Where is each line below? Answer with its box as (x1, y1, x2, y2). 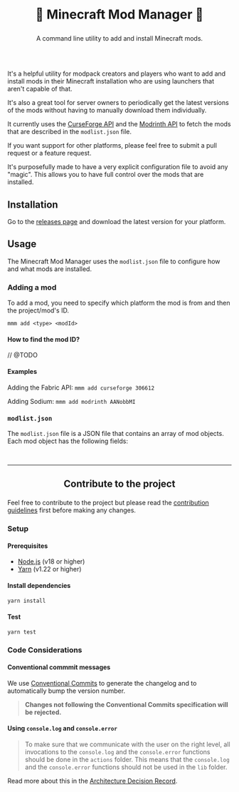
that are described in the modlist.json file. (7, 128, 132, 136)
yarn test (7, 628, 37, 636)
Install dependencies (7, 581, 71, 589)
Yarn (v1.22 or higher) (17, 565, 82, 574)
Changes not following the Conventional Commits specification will (24, 700, 229, 709)
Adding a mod (7, 282, 57, 292)
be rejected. (24, 708, 62, 716)
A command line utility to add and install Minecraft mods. (36, 34, 203, 43)
